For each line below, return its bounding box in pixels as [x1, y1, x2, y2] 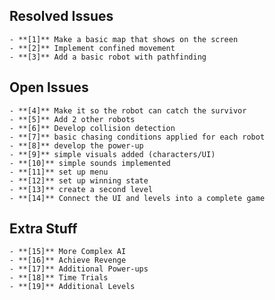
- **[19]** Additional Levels [9, 282, 136, 292]
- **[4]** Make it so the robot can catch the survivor [9, 105, 247, 116]
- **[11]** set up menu [9, 167, 109, 177]
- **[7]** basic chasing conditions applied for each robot [9, 132, 266, 142]
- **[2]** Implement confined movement [9, 43, 176, 53]
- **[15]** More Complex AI [9, 247, 127, 257]
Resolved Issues [9, 8, 114, 25]
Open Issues [9, 79, 89, 96]
